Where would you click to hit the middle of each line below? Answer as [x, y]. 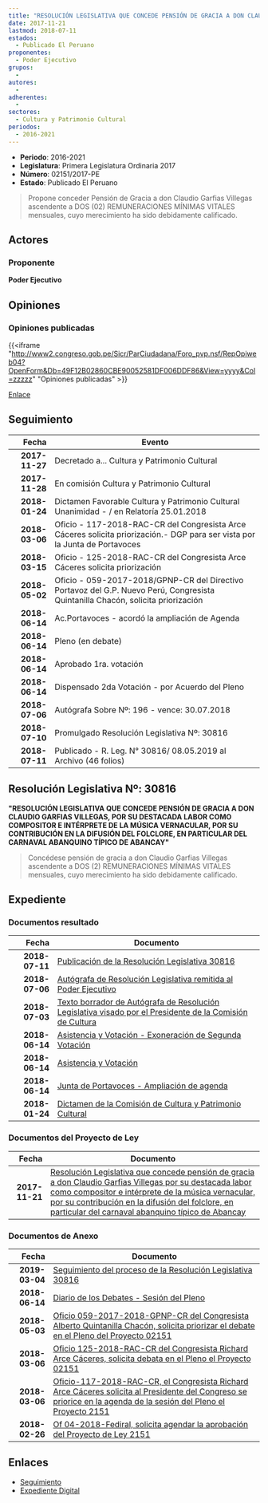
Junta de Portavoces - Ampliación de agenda [143, 1086]
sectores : [25, 112]
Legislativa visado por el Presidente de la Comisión [153, 1012]
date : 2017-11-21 [37, 23]
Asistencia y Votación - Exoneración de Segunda [149, 1036]
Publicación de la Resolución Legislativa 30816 [146, 961]
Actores [29, 240]
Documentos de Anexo [53, 1236]
